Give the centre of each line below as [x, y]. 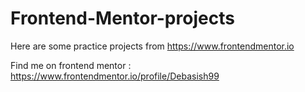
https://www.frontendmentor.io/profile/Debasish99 [115, 76]
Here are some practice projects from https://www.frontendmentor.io [152, 46]
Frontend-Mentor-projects [122, 18]
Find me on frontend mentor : [71, 65]
